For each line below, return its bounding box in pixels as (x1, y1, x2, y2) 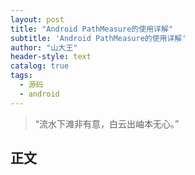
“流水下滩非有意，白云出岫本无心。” (34, 117, 180, 130)
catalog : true (10, 61, 70, 71)
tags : (10, 71, 33, 81)
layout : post (10, 14, 65, 25)
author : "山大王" (10, 42, 78, 53)
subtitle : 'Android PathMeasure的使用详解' (10, 33, 187, 43)
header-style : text (10, 52, 92, 62)
